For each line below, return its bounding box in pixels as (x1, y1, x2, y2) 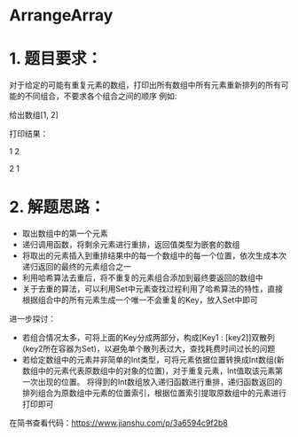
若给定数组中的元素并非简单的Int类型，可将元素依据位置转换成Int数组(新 (21, 355, 286, 365)
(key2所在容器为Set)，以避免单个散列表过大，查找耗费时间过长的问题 (21, 343, 276, 355)
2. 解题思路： (9, 197, 106, 217)
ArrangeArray (9, 5, 114, 26)
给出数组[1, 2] (9, 110, 59, 121)
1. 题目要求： (9, 49, 103, 69)
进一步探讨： (9, 314, 56, 324)
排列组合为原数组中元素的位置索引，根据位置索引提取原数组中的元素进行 (21, 387, 286, 399)
